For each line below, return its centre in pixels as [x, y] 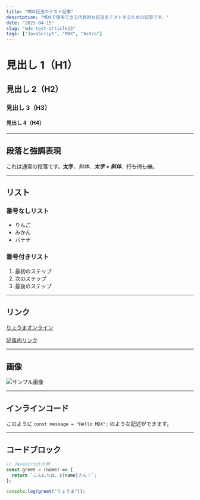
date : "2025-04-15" [30, 23]
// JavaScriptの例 [28, 464]
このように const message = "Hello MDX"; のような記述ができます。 [89, 424]
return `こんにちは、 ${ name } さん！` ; [54, 475]
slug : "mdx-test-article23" [41, 28]
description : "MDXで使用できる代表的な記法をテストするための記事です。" [87, 17]
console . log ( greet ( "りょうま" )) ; [46, 492]
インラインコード [37, 408]
